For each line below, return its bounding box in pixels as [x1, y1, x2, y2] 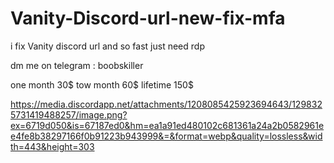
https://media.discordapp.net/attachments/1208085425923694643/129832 [10, 98, 323, 110]
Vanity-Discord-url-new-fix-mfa [10, 7, 286, 30]
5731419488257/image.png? [10, 108, 128, 121]
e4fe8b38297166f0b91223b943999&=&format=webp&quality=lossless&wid [10, 130, 323, 142]
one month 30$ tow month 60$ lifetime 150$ [10, 78, 194, 91]
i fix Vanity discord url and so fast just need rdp [10, 40, 205, 52]
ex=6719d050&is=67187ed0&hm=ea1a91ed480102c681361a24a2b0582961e [10, 119, 325, 131]
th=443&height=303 [10, 140, 95, 152]
